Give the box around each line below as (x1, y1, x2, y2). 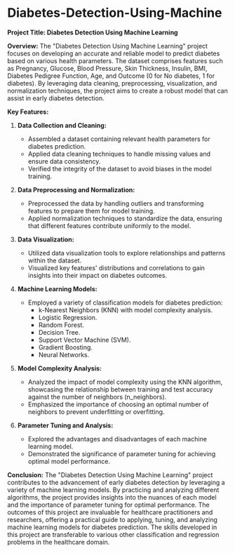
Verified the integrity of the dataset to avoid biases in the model (27, 164, 212, 173)
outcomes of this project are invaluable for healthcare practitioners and (7, 507, 213, 517)
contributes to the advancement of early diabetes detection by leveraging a (7, 478, 226, 486)
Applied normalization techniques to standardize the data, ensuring (27, 214, 222, 222)
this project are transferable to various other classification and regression (7, 530, 220, 538)
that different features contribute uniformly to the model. (27, 221, 192, 229)
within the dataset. (27, 256, 82, 265)
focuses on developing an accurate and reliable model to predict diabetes (7, 49, 220, 58)
